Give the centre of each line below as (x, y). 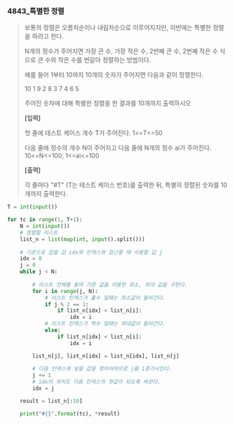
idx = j (43, 389)
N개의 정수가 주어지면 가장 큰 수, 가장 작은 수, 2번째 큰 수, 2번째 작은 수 (121, 51)
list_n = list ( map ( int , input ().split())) (82, 239)
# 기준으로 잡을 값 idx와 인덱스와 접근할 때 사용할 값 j (91, 252)
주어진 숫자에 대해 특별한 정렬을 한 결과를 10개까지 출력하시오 (108, 104)
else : (52, 330)
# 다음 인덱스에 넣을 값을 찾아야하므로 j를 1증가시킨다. (102, 369)
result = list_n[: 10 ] (51, 401)
